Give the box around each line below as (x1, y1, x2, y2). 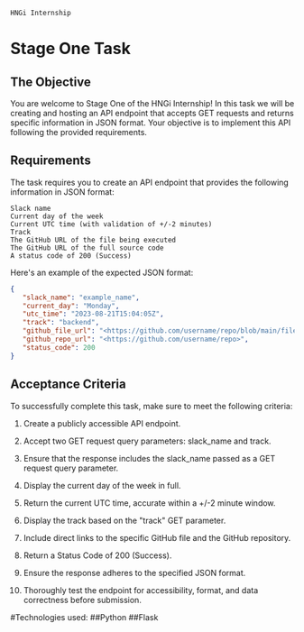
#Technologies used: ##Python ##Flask (10, 611, 159, 622)
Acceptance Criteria (10, 377, 126, 392)
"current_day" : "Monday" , (22, 301, 120, 310)
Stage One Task (10, 39, 132, 59)
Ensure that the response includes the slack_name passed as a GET (23, 453, 276, 463)
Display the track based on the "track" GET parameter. (23, 515, 226, 526)
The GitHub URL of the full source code (10, 243, 165, 252)
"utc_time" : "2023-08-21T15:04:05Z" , (22, 309, 165, 319)
